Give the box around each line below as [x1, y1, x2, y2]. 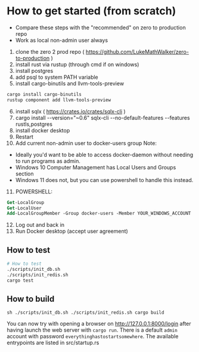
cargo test [7, 277, 34, 283]
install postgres [15, 67, 54, 74]
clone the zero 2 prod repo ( [15, 48, 85, 55]
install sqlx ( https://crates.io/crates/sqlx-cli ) [15, 107, 126, 115]
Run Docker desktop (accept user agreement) [15, 228, 129, 235]
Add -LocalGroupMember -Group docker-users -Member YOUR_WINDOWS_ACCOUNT [7, 211, 191, 217]
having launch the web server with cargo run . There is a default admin [7, 326, 178, 334]
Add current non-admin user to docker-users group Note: [15, 139, 157, 147]
